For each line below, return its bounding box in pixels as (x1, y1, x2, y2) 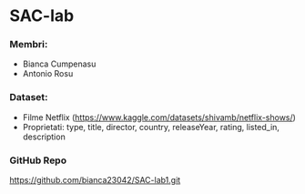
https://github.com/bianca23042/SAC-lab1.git (9, 175, 181, 186)
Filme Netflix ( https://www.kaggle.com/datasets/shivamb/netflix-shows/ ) (22, 111, 296, 123)
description (22, 131, 66, 142)
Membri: (9, 38, 48, 51)
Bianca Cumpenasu (22, 58, 97, 69)
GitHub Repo (9, 154, 66, 167)
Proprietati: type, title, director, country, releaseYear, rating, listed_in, (22, 121, 280, 132)
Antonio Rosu (22, 68, 74, 79)
